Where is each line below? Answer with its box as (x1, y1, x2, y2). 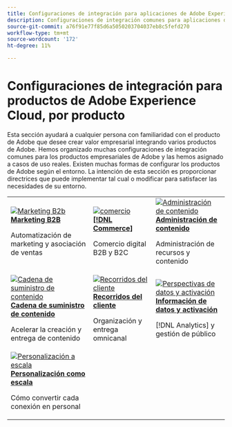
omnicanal (93, 333, 127, 343)
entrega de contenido (10, 333, 81, 343)
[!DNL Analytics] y (155, 320, 215, 329)
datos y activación (155, 305, 218, 314)
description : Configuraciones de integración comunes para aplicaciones (7, 17, 221, 24)
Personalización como (10, 368, 86, 378)
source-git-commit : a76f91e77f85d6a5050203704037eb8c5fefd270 (7, 23, 190, 30)
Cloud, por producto (7, 108, 126, 123)
